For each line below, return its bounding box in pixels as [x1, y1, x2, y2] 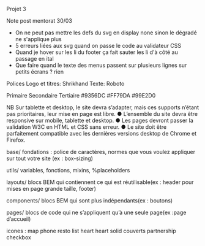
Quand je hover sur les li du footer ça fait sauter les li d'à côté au [15, 48, 179, 56]
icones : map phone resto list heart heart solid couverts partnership [6, 227, 176, 234]
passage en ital [15, 55, 54, 62]
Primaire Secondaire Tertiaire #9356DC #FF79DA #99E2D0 [6, 92, 156, 99]
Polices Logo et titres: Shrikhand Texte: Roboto [6, 80, 125, 87]
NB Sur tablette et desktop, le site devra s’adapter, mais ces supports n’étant [6, 104, 199, 111]
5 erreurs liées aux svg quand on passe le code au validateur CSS [15, 42, 182, 49]
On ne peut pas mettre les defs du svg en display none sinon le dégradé [15, 29, 197, 36]
